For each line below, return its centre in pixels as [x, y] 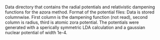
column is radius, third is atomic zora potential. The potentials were [72, 22]
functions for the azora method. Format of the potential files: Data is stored [80, 12]
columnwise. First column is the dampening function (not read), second [76, 17]
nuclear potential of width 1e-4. [36, 33]
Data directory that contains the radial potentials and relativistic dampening [80, 7]
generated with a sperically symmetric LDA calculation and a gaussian [75, 27]
